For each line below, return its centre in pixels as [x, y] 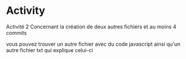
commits [17, 32]
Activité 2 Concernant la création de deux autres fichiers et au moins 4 [91, 27]
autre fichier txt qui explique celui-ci [50, 50]
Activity [26, 11]
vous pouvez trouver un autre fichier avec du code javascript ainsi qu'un [93, 44]
